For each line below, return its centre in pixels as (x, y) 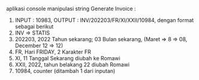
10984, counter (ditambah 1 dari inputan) (65, 71)
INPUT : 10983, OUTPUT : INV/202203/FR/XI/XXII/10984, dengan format (104, 20)
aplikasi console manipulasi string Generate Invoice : (71, 9)
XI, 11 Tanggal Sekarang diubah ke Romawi (68, 58)
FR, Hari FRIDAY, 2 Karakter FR (53, 52)
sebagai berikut (34, 27)
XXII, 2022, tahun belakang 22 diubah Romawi (72, 64)
